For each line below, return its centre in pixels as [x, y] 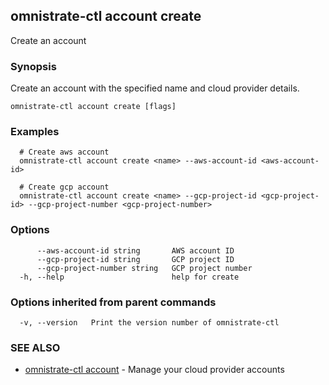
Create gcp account [69, 187]
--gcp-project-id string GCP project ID [135, 259]
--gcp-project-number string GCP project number [144, 268]
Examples [35, 132]
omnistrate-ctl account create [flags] [93, 107]
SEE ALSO [35, 347]
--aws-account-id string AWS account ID [135, 250]
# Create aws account [64, 152]
